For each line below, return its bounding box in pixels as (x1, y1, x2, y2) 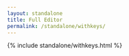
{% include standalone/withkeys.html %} (7, 42, 122, 50)
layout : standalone (7, 10, 63, 17)
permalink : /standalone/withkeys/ (7, 23, 106, 29)
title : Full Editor (7, 16, 63, 23)
